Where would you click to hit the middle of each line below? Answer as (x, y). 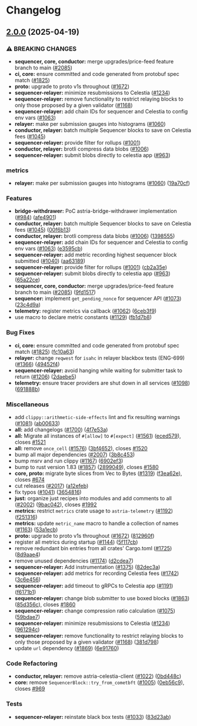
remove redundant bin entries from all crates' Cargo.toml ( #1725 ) (93, 548)
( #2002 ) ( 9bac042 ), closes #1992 (56, 505)
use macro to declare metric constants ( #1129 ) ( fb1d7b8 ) (83, 317)
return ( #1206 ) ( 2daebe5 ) (45, 376)
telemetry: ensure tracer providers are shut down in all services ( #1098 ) (102, 383)
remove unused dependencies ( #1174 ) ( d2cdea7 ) (74, 561)
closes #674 (30, 480)
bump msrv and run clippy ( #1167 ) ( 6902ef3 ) (69, 461)
